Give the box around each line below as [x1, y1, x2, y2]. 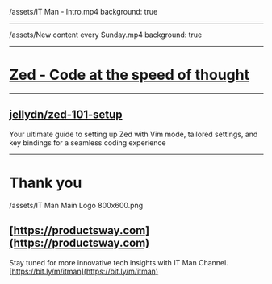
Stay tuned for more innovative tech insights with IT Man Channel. [9, 257, 228, 267]
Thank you [9, 173, 82, 192]
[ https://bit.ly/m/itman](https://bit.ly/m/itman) [9, 266, 159, 276]
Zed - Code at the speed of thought [9, 66, 249, 84]
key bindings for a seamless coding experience [9, 137, 166, 148]
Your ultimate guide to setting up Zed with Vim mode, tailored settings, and [9, 129, 258, 139]
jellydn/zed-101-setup [9, 108, 123, 122]
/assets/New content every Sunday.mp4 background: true [9, 30, 203, 40]
